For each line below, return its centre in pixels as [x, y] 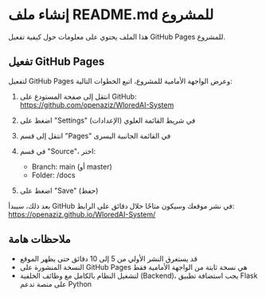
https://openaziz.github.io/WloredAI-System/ [82, 214]
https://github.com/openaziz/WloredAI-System [97, 104]
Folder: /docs [53, 175]
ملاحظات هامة [40, 239]
